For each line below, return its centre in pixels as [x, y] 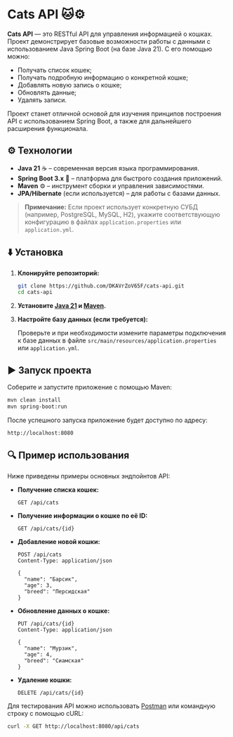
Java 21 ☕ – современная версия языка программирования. [108, 168]
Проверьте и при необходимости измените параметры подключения [122, 333]
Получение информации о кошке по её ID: [82, 515]
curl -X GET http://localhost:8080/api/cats [73, 726]
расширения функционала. [48, 128]
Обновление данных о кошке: [64, 611]
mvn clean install [34, 400]
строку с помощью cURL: [46, 713]
